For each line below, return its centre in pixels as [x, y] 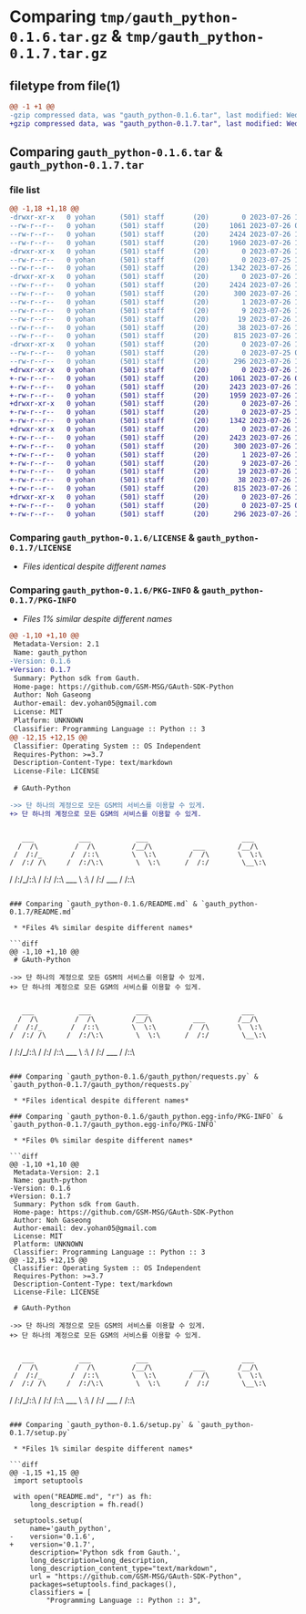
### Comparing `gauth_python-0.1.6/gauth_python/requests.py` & [134, 1077]
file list [25, 190]
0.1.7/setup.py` [40, 1433]
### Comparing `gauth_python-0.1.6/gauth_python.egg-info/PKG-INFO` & [146, 1117]
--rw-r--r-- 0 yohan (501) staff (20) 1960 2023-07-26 [150, 243]
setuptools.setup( [48, 1521]
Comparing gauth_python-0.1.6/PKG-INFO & [105, 590]
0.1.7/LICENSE [41, 548]
